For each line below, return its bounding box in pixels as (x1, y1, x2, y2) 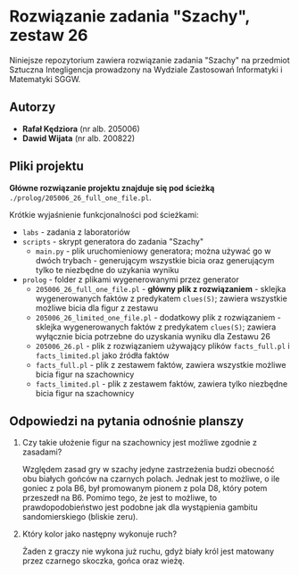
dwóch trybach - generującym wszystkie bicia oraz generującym (35, 254, 275, 265)
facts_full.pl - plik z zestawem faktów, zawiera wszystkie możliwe (35, 359, 287, 370)
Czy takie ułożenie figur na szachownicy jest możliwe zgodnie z (21, 437, 257, 448)
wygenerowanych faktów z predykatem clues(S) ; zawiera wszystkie (35, 293, 287, 304)
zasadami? (21, 446, 62, 457)
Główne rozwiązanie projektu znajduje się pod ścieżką (9, 182, 215, 193)
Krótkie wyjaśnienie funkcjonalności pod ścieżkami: (9, 209, 199, 220)
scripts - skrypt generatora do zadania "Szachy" (21, 236, 203, 246)
